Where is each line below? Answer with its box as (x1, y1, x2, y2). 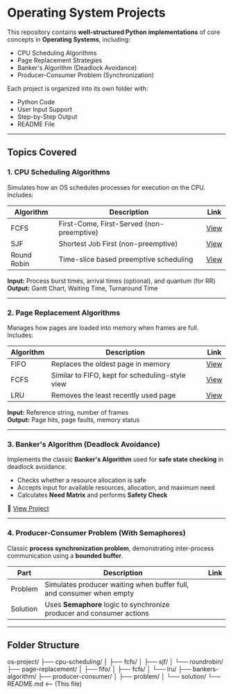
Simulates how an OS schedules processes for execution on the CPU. (7, 183, 206, 192)
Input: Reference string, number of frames (7, 408, 129, 416)
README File (17, 119, 55, 128)
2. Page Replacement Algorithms (7, 308, 121, 317)
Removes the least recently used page (51, 390, 176, 400)
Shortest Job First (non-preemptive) (58, 238, 178, 248)
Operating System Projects (7, 5, 166, 21)
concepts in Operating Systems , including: (7, 35, 130, 43)
